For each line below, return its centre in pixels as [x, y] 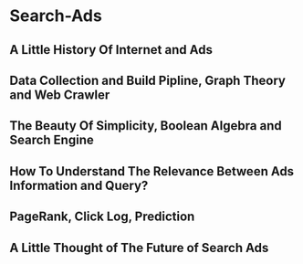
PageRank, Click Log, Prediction [102, 217]
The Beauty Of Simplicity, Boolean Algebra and [146, 126]
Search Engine [52, 140]
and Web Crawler [60, 95]
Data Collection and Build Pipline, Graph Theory [147, 80]
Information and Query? [79, 185]
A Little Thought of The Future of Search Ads [139, 248]
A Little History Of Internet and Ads [111, 50]
